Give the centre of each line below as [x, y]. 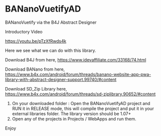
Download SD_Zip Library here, [36, 89]
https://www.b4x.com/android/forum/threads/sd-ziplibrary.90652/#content [80, 94]
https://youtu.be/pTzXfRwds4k [36, 41]
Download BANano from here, [35, 69]
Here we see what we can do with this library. [50, 50]
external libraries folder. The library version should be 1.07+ [72, 113]
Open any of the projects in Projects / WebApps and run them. [74, 119]
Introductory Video [24, 31]
